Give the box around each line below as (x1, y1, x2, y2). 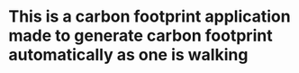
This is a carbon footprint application (8, 6, 291, 27)
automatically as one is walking (8, 45, 249, 65)
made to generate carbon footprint (8, 25, 273, 46)
